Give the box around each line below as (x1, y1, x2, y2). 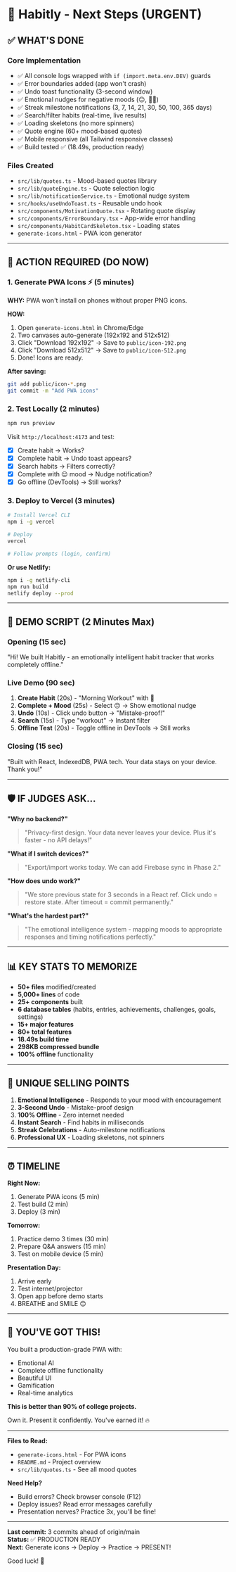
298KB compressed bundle (17, 1043, 100, 1051)
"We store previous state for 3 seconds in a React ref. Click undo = (24, 890, 218, 899)
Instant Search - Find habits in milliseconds (17, 1118, 145, 1127)
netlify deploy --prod (7, 590, 74, 597)
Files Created (7, 160, 54, 170)
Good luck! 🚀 (7, 1557, 45, 1565)
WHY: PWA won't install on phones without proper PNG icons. (7, 296, 188, 305)
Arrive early (17, 1276, 52, 1285)
